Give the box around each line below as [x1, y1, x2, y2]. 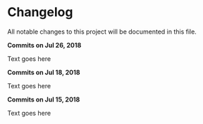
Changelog [7, 4, 73, 20]
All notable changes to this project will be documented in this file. [7, 27, 197, 36]
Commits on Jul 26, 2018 [7, 41, 82, 49]
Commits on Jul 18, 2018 [7, 68, 80, 76]
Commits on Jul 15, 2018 [7, 95, 80, 104]
